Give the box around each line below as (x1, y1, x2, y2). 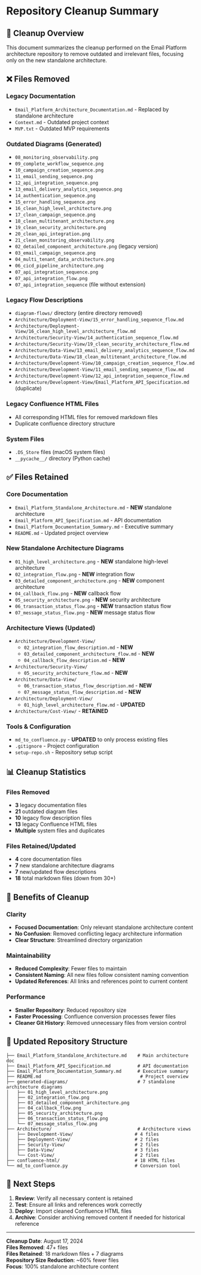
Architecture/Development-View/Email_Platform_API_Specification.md (14, 380, 190, 386)
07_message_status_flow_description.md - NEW (23, 688, 142, 696)
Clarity (6, 910, 27, 918)
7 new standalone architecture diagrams (14, 862, 115, 869)
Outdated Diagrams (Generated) (6, 140, 102, 148)
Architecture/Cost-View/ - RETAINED (14, 708, 109, 715)
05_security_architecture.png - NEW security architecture (14, 596, 161, 603)
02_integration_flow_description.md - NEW (23, 643, 133, 651)
